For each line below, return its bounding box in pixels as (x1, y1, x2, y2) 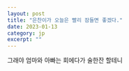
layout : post (7, 10, 45, 17)
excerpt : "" (7, 36, 42, 43)
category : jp (7, 29, 45, 37)
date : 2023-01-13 (7, 23, 58, 30)
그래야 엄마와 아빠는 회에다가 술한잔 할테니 (7, 56, 123, 65)
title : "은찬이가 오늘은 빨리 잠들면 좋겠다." (7, 17, 123, 24)
